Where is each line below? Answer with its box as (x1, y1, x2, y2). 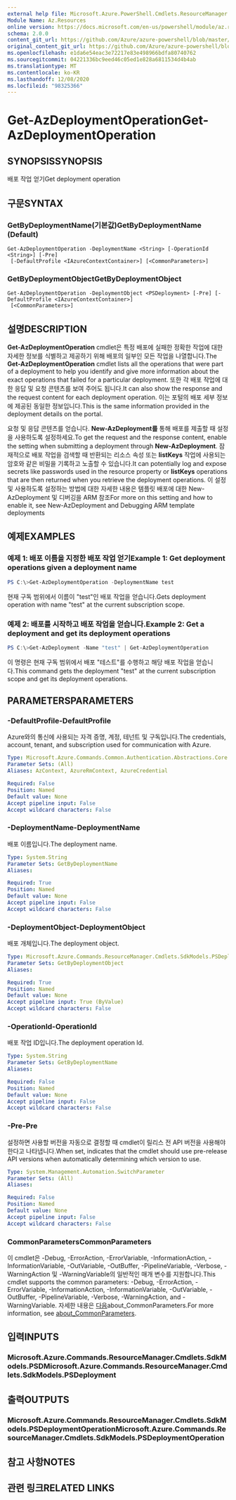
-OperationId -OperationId (7, 1021, 97, 1031)
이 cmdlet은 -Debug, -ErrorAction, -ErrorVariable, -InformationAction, (7, 1253, 207, 1262)
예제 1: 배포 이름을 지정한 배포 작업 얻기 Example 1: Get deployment (7, 553, 226, 563)
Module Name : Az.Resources (7, 17, 86, 24)
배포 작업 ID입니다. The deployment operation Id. (7, 1038, 144, 1047)
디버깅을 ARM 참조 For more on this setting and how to (58, 493, 213, 502)
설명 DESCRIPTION (7, 323, 88, 335)
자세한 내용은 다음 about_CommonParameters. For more (58, 1301, 214, 1310)
